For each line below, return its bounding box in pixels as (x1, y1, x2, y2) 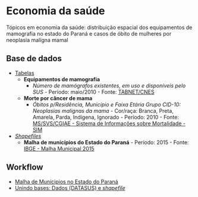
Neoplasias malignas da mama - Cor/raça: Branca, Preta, (32, 107, 174, 114)
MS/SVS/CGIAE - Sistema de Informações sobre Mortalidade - (32, 120, 186, 127)
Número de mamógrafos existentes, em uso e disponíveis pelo (32, 82, 186, 89)
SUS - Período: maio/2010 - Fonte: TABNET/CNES (32, 88, 155, 96)
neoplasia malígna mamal (6, 36, 68, 43)
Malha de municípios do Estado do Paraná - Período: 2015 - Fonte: (23, 138, 189, 146)
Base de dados (6, 53, 62, 63)
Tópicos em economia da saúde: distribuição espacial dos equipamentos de (6, 24, 193, 31)
